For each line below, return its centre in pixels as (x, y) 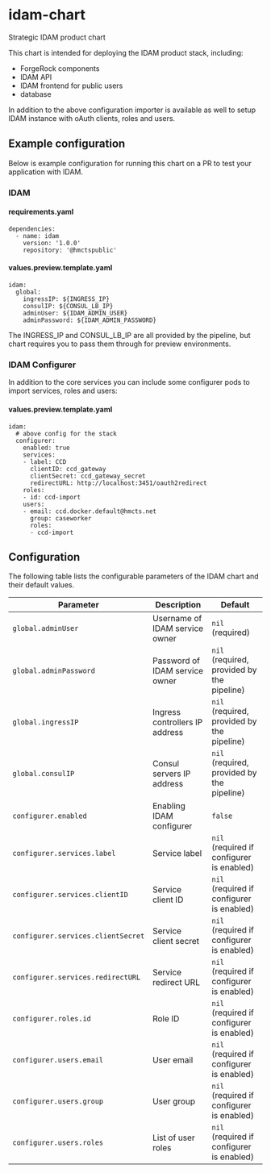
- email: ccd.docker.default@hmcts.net (90, 511)
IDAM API (36, 77)
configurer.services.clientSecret (79, 936)
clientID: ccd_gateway (68, 469)
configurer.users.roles (58, 1143)
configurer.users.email (58, 1060)
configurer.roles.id (52, 1019)
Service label (177, 854)
